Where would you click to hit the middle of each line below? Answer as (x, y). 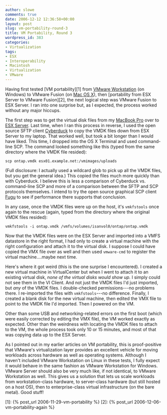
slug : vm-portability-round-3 (37, 28)
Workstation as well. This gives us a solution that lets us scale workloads (80, 376)
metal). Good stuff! (24, 392)
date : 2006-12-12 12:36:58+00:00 (40, 19)
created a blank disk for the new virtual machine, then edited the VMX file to (83, 298)
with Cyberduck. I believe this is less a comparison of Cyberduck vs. (76, 181)
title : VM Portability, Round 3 (39, 33)
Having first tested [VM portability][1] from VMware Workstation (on (75, 89)
